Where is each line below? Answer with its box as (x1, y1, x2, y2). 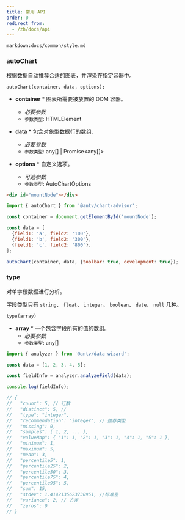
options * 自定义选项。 (15, 160, 73, 167)
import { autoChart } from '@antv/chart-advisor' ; (6, 203, 138, 209)
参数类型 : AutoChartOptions (24, 180, 92, 187)
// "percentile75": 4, (6, 474, 70, 480)
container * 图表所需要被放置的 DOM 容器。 (15, 95, 126, 103)
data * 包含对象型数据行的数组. (15, 128, 93, 135)
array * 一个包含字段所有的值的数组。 (15, 324, 110, 332)
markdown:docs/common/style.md (6, 43, 86, 49)
